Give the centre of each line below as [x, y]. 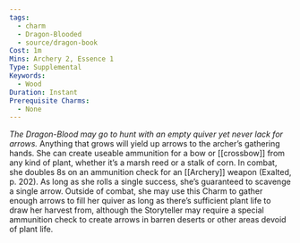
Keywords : [28, 76]
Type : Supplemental [46, 68]
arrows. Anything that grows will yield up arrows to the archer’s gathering [145, 144]
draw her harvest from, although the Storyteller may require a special [137, 210]
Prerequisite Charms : [50, 101]
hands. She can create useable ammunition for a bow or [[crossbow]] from [147, 154]
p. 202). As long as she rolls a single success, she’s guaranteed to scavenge [150, 182]
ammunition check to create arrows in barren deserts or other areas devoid [148, 220]
